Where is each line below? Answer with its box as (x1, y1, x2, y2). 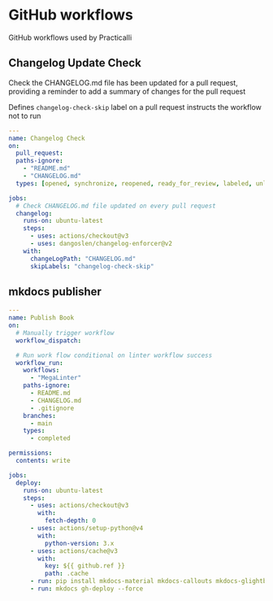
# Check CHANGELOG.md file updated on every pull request (15, 202, 217, 210)
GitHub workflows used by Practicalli (8, 33, 132, 42)
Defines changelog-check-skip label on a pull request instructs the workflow (8, 102, 262, 111)
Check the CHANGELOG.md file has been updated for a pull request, (8, 77, 238, 87)
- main (29, 419, 53, 428)
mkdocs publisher (8, 285, 102, 298)
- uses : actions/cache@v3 (29, 547, 118, 555)
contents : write (15, 457, 71, 465)
